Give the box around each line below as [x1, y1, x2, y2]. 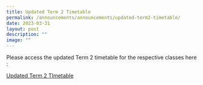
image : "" [6, 37, 32, 43]
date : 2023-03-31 [6, 20, 50, 26]
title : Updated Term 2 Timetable [6, 8, 91, 15]
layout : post [6, 25, 40, 32]
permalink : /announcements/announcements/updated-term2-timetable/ [6, 15, 181, 21]
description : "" [6, 32, 47, 38]
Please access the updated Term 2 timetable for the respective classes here [6, 54, 197, 61]
